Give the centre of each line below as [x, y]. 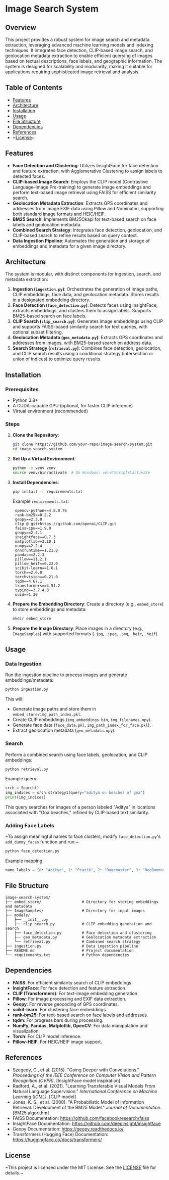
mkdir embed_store [32, 619]
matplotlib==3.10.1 [35, 541]
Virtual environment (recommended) [50, 411]
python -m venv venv [34, 468]
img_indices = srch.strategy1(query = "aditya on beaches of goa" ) [75, 793]
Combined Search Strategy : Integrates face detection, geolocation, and [87, 230]
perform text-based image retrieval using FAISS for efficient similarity [84, 192]
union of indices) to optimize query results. [57, 359]
